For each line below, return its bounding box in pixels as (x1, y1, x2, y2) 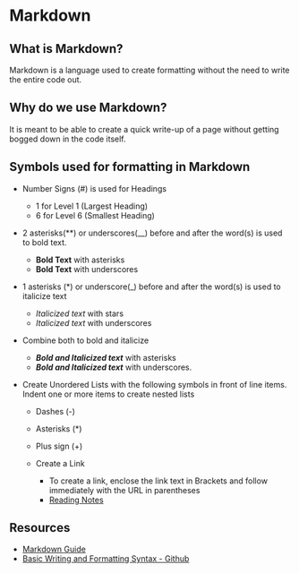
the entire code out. (9, 74, 82, 85)
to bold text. (21, 236, 67, 247)
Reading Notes (48, 494, 105, 505)
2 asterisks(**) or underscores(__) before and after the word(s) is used (21, 227, 283, 238)
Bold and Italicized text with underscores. (35, 362, 192, 372)
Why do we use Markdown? (9, 100, 167, 115)
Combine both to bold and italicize (21, 335, 149, 346)
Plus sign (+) (35, 440, 83, 451)
